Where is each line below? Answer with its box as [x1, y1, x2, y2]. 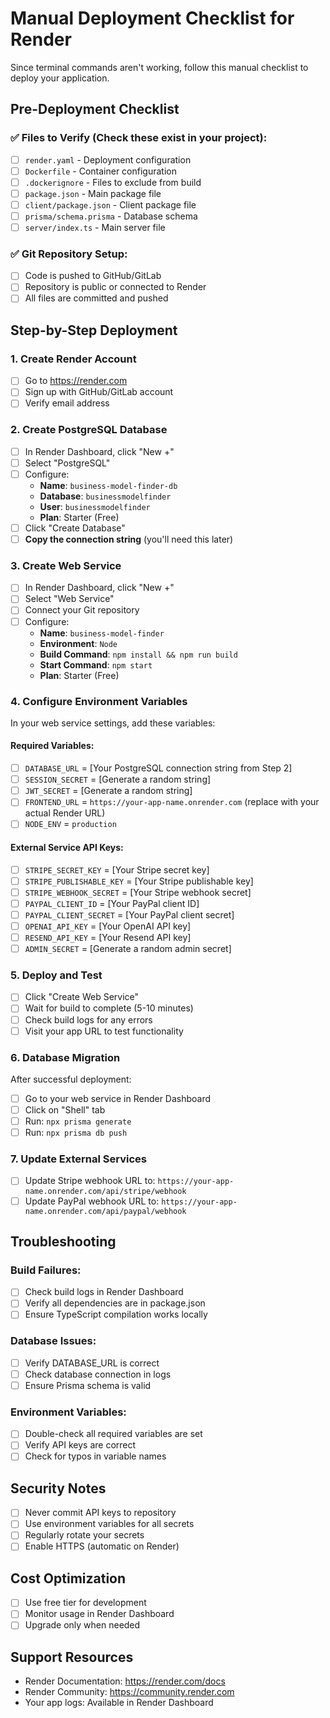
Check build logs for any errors [24, 1013, 153, 1026]
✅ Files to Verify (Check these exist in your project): [10, 131, 268, 145]
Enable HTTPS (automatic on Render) [24, 1540, 180, 1552]
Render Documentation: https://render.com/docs [24, 1675, 226, 1687]
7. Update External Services [10, 1152, 148, 1166]
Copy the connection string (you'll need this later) [24, 533, 234, 545]
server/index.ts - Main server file [24, 222, 166, 233]
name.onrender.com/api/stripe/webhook [24, 1186, 187, 1196]
